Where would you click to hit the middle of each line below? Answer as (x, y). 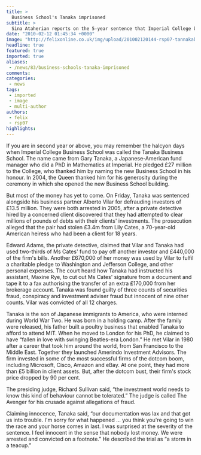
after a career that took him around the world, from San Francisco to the (95, 346)
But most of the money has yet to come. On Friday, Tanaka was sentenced (98, 195)
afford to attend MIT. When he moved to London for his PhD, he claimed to (98, 333)
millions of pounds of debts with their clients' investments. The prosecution (99, 221)
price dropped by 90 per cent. (43, 377)
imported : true (25, 56)
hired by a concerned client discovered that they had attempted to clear (95, 214)
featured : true (25, 51)
